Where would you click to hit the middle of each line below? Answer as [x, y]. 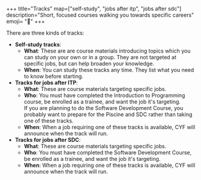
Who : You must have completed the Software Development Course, [108, 152]
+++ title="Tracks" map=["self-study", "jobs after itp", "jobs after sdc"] [94, 9]
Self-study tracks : [38, 45]
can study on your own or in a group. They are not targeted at [100, 57]
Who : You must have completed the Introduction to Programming [104, 95]
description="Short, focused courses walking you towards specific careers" [100, 15]
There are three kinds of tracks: [45, 33]
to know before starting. [54, 76]
